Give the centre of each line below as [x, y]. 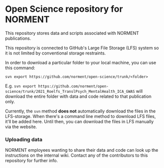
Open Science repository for [64, 9]
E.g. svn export [21, 86]
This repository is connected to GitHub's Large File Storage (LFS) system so [82, 48]
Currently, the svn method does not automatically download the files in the [81, 111]
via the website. [21, 127]
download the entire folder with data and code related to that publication [78, 96]
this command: [20, 68]
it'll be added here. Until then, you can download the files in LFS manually [79, 121]
